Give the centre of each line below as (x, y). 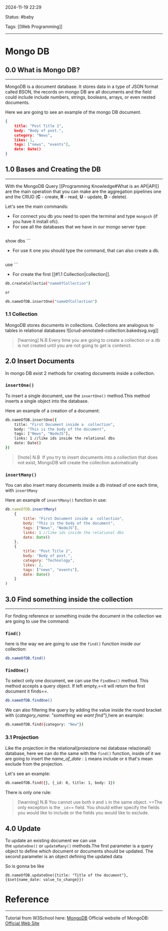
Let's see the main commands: (37, 206)
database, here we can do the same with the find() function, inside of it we (83, 754)
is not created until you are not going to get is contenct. (74, 345)
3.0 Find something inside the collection (69, 599)
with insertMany (21, 490)
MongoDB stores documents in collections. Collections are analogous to (79, 325)
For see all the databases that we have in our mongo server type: (79, 226)
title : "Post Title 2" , (48, 551)
